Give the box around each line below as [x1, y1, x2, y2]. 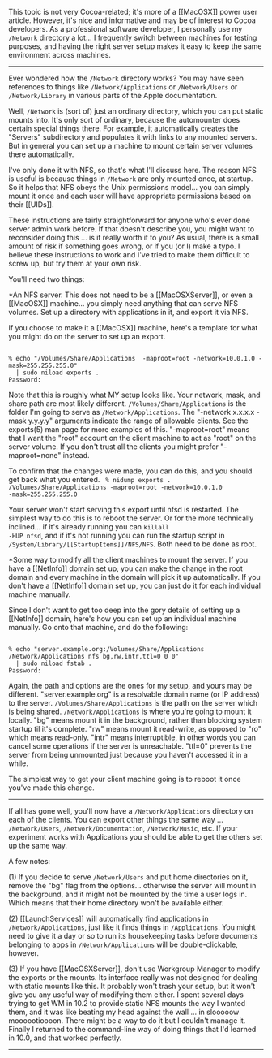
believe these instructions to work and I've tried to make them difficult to [8, 250, 250, 259]
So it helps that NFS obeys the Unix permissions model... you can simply [8, 183, 250, 192]
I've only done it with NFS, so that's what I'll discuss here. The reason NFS [8, 166, 257, 175]
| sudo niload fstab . [15, 659, 92, 667]
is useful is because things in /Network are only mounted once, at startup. [8, 174, 253, 184]
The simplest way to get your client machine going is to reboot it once [8, 775, 241, 784]
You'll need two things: [8, 274, 85, 283]
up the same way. [8, 840, 67, 850]
